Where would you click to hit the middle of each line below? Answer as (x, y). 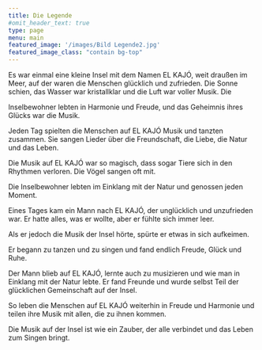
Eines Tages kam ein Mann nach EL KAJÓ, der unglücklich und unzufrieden (131, 210)
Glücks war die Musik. (44, 115)
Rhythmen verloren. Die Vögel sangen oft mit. (82, 171)
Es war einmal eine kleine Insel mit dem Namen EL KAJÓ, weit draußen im (128, 75)
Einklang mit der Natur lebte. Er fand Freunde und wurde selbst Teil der (124, 282)
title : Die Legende (40, 15)
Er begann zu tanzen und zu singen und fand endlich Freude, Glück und (125, 249)
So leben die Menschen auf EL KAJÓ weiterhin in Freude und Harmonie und (131, 305)
